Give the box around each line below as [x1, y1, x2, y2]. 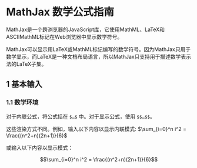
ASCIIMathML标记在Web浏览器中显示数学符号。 [6, 33, 123, 40]
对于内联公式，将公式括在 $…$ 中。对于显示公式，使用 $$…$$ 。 [6, 113, 156, 120]
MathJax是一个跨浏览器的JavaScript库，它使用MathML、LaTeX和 [6, 26, 165, 33]
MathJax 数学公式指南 [6, 5, 115, 19]
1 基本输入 [6, 79, 43, 89]
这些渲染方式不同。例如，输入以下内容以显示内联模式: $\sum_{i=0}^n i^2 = [6, 125, 187, 132]
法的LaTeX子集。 [6, 60, 47, 68]
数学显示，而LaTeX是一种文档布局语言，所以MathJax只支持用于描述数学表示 [6, 53, 191, 60]
